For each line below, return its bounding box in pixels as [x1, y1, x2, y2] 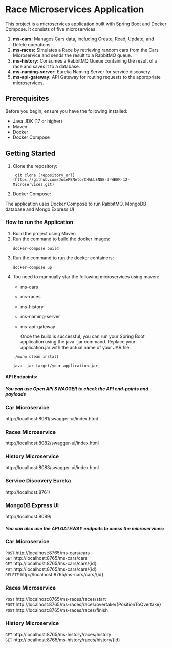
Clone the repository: [12, 163, 58, 169]
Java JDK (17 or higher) [12, 118, 62, 124]
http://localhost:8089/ [5, 513, 52, 519]
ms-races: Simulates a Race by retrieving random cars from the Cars [12, 47, 159, 53]
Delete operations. [12, 41, 52, 47]
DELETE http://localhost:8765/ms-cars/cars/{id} [5, 572, 104, 578]
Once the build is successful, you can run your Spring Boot [20, 333, 145, 339]
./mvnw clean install [12, 354, 59, 359]
